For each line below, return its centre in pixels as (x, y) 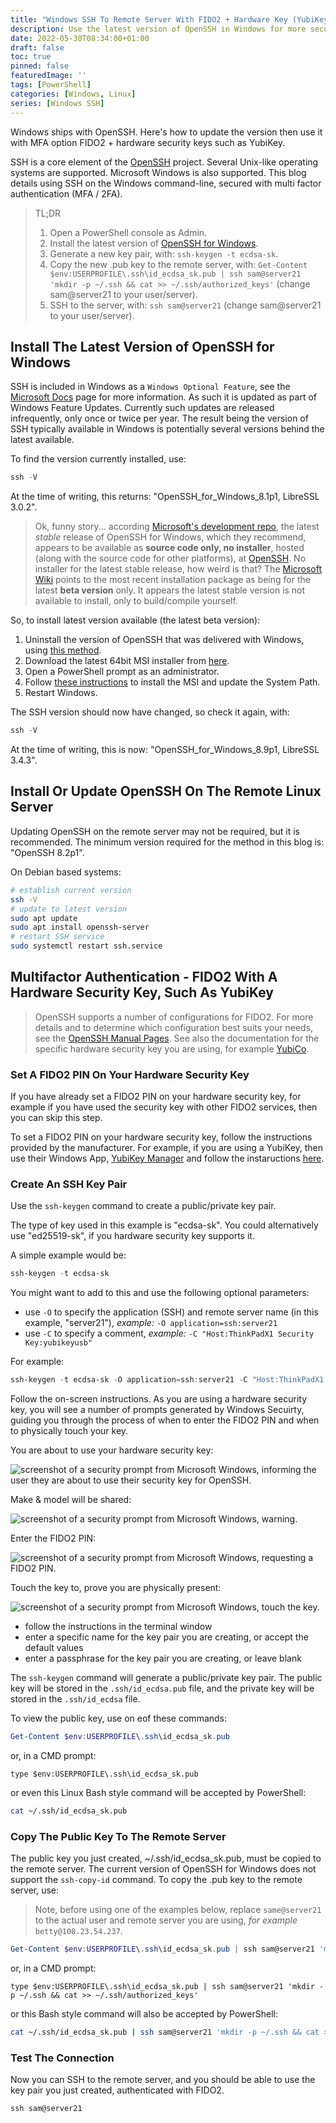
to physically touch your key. (69, 1431)
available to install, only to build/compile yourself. (136, 601)
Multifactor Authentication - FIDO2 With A (144, 977)
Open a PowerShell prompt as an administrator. (122, 672)
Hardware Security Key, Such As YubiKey (142, 992)
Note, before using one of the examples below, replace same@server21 (178, 1910)
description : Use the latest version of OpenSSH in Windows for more (158, 29)
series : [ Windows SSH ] (57, 103)
